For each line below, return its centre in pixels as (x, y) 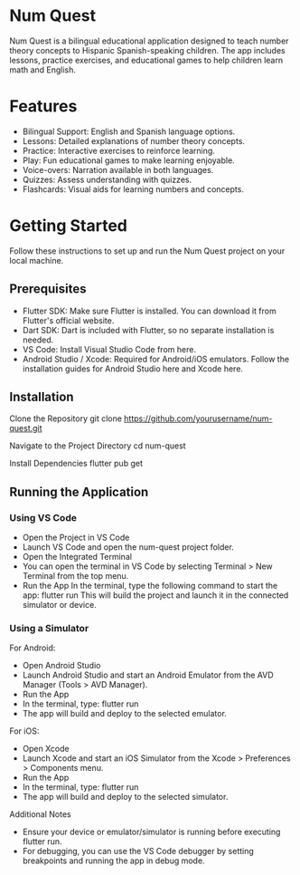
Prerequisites (48, 289)
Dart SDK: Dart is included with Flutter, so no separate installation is (148, 330)
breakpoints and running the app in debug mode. (113, 861)
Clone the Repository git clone (66, 418)
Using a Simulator (49, 629)
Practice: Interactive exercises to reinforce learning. (118, 150)
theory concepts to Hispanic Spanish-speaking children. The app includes (148, 50)
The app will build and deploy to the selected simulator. (125, 797)
